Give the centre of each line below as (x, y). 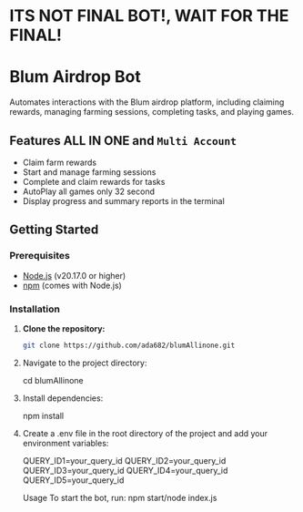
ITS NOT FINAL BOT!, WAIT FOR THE (149, 16)
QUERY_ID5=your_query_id (73, 480)
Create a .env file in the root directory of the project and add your (145, 433)
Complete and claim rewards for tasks (94, 181)
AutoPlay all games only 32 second (88, 191)
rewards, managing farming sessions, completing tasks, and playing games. (151, 112)
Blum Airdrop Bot (75, 77)
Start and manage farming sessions (89, 172)
